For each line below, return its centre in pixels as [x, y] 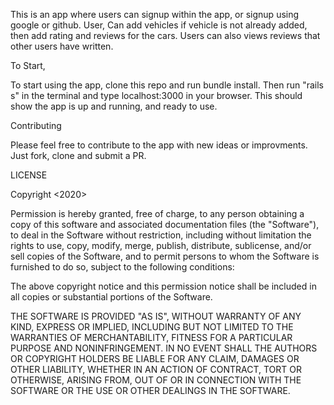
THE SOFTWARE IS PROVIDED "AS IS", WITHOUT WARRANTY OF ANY [156, 316]
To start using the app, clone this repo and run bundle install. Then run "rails [167, 85]
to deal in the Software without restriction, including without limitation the [161, 235]
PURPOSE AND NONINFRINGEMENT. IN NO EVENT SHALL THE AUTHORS [164, 348]
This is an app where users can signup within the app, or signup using [155, 14]
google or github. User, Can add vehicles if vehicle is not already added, [159, 25]
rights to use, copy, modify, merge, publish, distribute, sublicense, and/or [161, 245]
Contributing [36, 125]
